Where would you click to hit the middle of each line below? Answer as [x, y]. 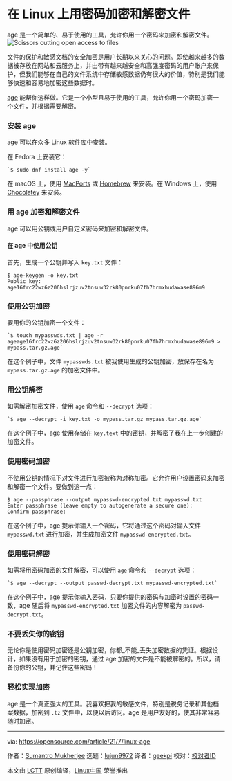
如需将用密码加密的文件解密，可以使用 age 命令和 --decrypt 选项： [102, 570]
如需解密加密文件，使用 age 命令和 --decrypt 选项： [80, 406]
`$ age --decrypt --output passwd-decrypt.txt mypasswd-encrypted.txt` [112, 583]
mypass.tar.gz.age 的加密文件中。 [56, 370]
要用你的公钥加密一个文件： [47, 323]
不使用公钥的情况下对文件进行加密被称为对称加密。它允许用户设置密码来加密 [116, 478]
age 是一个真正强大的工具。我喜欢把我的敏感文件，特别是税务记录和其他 [110, 703]
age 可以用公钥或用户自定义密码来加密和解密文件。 [80, 228]
